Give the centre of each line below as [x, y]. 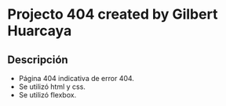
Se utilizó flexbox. [47, 95]
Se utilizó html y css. [52, 87]
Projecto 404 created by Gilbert [113, 14]
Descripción [38, 60]
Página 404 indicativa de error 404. [77, 78]
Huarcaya [40, 31]
